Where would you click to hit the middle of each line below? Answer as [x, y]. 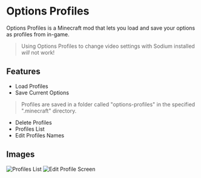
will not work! [38, 52]
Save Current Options [42, 93]
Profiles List [30, 129]
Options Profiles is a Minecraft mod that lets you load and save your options [101, 28]
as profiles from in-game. [38, 34]
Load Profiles [31, 86]
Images [21, 155]
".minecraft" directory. [49, 111]
